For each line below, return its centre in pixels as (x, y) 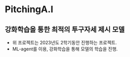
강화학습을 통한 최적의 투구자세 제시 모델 (65, 29)
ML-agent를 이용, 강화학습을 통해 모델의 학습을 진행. (65, 49)
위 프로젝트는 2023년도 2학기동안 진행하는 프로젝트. (64, 42)
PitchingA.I (29, 9)
